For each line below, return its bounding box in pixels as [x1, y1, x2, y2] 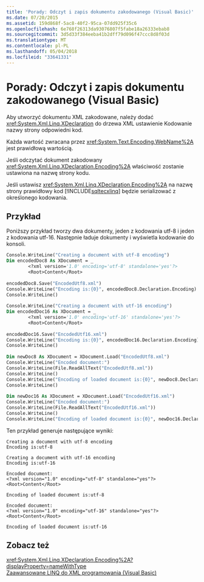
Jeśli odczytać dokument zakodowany [6, 156, 103, 163]
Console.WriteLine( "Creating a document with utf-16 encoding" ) [6, 303, 172, 309]
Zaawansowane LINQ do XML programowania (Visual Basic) [6, 569, 157, 577]
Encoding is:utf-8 [6, 444, 53, 450]
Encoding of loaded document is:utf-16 [6, 524, 107, 530]
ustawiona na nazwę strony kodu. [6, 169, 90, 176]
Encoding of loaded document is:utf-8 [6, 491, 104, 498]
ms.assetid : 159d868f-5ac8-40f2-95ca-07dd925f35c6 [6, 20, 137, 26]
